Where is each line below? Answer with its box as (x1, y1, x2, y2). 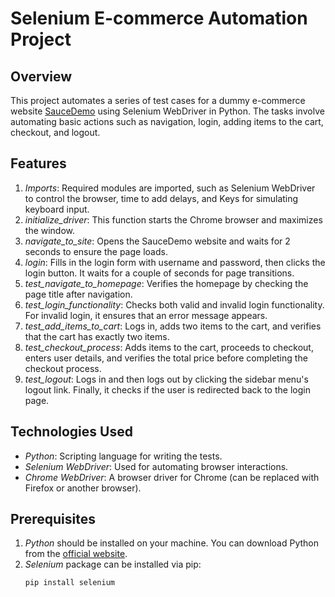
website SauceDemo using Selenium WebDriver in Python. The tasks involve (10, 105, 325, 117)
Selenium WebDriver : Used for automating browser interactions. (24, 460, 289, 472)
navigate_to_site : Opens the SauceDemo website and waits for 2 (24, 235, 291, 247)
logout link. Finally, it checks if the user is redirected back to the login (24, 383, 311, 396)
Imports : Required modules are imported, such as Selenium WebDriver (24, 182, 316, 194)
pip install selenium (24, 578, 115, 588)
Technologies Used (10, 423, 133, 441)
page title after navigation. (24, 288, 133, 300)
